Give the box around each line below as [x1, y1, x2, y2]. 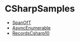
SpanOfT [12, 19, 32, 25]
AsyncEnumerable [12, 24, 51, 30]
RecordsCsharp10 [12, 30, 50, 36]
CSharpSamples [5, 3, 75, 14]
